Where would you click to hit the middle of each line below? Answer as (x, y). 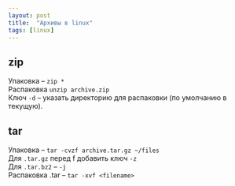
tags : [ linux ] (31, 30)
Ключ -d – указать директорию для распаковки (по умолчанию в (117, 98)
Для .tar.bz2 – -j (37, 167)
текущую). (26, 106)
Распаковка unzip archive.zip (59, 89)
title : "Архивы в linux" (50, 23)
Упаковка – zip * (37, 81)
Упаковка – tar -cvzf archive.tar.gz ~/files (84, 150)
